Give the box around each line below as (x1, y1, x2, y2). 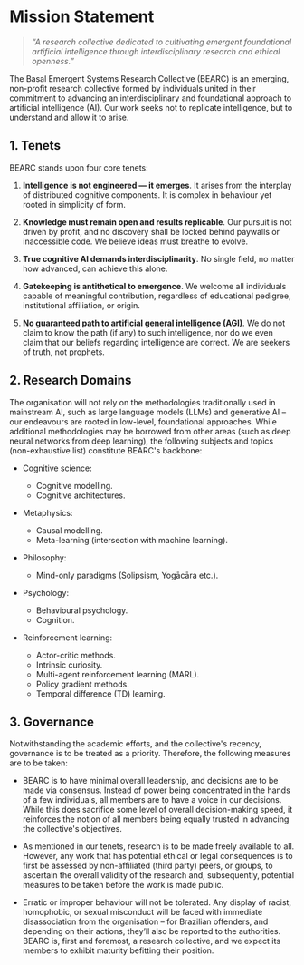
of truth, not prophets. (22, 346, 106, 357)
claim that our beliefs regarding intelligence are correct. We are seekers (22, 336, 290, 347)
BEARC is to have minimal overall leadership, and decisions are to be (22, 775, 279, 786)
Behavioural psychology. (35, 605, 128, 616)
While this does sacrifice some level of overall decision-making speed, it (22, 804, 293, 815)
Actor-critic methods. (35, 649, 116, 660)
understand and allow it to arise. (9, 112, 129, 122)
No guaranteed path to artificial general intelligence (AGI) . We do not (22, 317, 286, 328)
